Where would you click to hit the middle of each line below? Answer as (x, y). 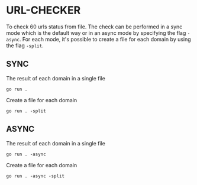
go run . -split (26, 111)
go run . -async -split (35, 176)
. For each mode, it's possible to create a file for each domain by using (105, 39)
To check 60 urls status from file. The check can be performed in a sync (94, 27)
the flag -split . (25, 46)
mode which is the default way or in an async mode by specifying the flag (96, 33)
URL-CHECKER (43, 10)
